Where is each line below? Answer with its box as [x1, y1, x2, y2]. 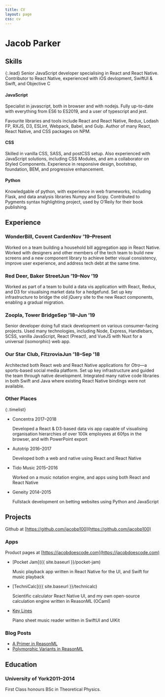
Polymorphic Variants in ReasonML [12, 646, 84, 652]
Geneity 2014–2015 [12, 489, 52, 495]
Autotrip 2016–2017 [12, 446, 52, 452]
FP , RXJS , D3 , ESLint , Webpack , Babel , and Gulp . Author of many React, [5, 123, 152, 129]
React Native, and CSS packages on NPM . [5, 128, 91, 134]
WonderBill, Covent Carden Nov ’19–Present [5, 233, 112, 240]
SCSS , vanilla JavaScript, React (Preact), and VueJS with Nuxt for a [5, 333, 142, 339]
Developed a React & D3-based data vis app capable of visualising [12, 425, 148, 431]
